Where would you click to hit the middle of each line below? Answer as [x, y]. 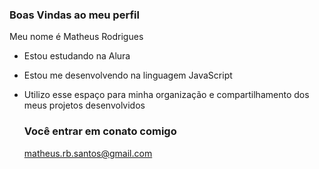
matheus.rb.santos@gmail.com [88, 153]
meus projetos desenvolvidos [84, 105]
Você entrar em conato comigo [100, 131]
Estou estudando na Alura [77, 56]
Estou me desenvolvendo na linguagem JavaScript [128, 75]
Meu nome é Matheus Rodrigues [76, 37]
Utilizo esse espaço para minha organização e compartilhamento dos [166, 95]
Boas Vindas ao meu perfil [74, 15]
